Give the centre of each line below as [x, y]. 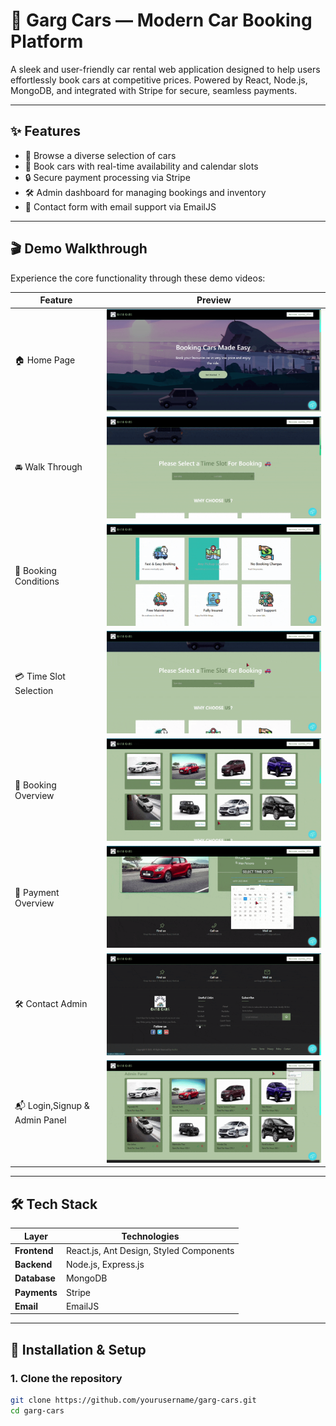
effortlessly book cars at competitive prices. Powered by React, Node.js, [159, 80]
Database [35, 1278]
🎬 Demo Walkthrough [79, 249]
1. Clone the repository [66, 1378]
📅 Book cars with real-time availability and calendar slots [141, 166]
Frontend [34, 1250]
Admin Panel [40, 1120]
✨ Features [45, 131]
